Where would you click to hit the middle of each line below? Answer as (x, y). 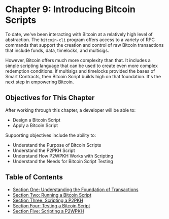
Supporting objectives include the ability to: (51, 135)
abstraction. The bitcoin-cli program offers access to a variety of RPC (80, 40)
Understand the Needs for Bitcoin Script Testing (63, 161)
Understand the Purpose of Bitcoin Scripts (57, 145)
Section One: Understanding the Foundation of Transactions (75, 190)
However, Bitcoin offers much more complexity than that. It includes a (78, 60)
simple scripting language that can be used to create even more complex (82, 66)
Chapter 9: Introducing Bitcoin (71, 9)
